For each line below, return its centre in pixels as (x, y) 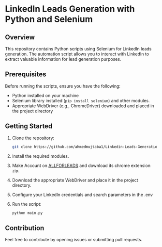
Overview (20, 37)
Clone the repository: (33, 138)
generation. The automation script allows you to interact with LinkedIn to (77, 54)
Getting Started (29, 126)
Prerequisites (26, 74)
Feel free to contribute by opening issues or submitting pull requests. (74, 240)
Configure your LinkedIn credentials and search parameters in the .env (82, 195)
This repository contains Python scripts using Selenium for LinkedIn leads (78, 49)
